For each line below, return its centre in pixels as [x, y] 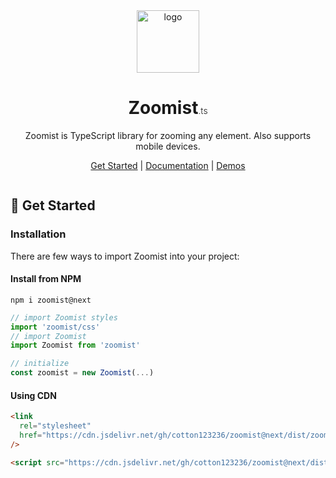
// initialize [40, 364]
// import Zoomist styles [64, 317]
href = [31, 435]
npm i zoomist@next [51, 300]
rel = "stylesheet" [55, 426]
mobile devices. [168, 146]
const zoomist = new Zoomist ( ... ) [82, 373]
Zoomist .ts [168, 108]
